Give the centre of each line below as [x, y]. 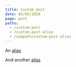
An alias [13, 50]
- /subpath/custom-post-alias [40, 37]
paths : [12, 23]
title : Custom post [25, 9]
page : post [16, 18]
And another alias [23, 60]
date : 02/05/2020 [23, 14]
